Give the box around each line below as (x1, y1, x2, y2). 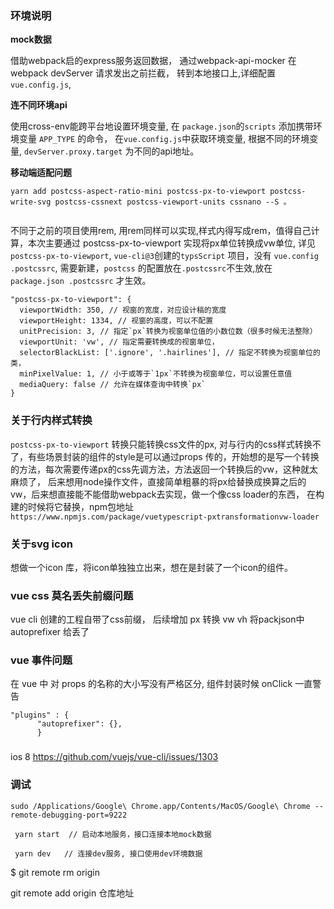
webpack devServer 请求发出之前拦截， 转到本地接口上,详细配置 (10, 67, 277, 79)
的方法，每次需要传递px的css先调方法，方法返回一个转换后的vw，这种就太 (10, 463, 319, 475)
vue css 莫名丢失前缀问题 (10, 588, 134, 602)
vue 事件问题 (10, 653, 73, 667)
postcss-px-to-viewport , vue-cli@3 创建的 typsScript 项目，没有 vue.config (10, 250, 319, 262)
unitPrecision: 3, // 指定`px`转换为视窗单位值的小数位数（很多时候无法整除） (19, 327, 318, 337)
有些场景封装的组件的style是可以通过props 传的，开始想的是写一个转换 (27, 450, 320, 462)
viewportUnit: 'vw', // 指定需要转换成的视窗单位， (19, 337, 220, 347)
